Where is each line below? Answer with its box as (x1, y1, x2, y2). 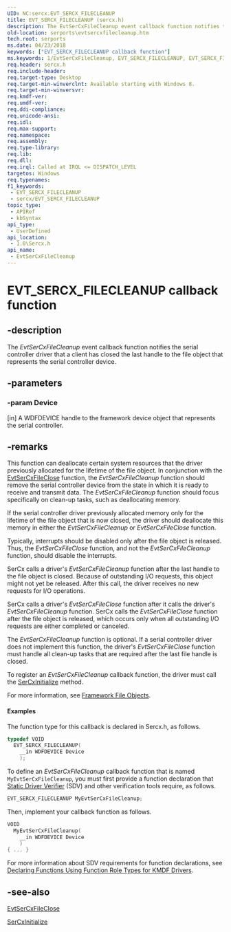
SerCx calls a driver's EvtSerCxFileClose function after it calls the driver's (7, 600, 215, 609)
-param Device (7, 398, 58, 408)
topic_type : (7, 202, 41, 209)
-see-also (7, 886, 50, 898)
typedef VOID (7, 735, 45, 743)
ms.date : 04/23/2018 (7, 42, 67, 49)
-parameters (7, 378, 63, 389)
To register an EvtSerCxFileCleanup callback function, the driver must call (7, 671, 217, 679)
